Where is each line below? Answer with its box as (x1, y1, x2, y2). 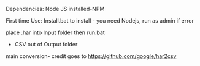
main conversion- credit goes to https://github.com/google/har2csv (6, 53, 177, 60)
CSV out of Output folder (14, 41, 78, 48)
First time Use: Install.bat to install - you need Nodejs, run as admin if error (6, 17, 194, 24)
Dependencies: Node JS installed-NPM (6, 5, 105, 12)
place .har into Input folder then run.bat (6, 29, 105, 36)
